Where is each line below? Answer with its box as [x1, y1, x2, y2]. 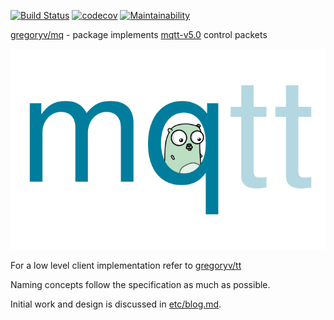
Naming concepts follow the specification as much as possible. [10, 279, 271, 291]
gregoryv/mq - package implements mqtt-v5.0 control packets [10, 29, 268, 40]
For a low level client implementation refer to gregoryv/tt [10, 260, 242, 272]
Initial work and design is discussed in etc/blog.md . [10, 298, 222, 310]
